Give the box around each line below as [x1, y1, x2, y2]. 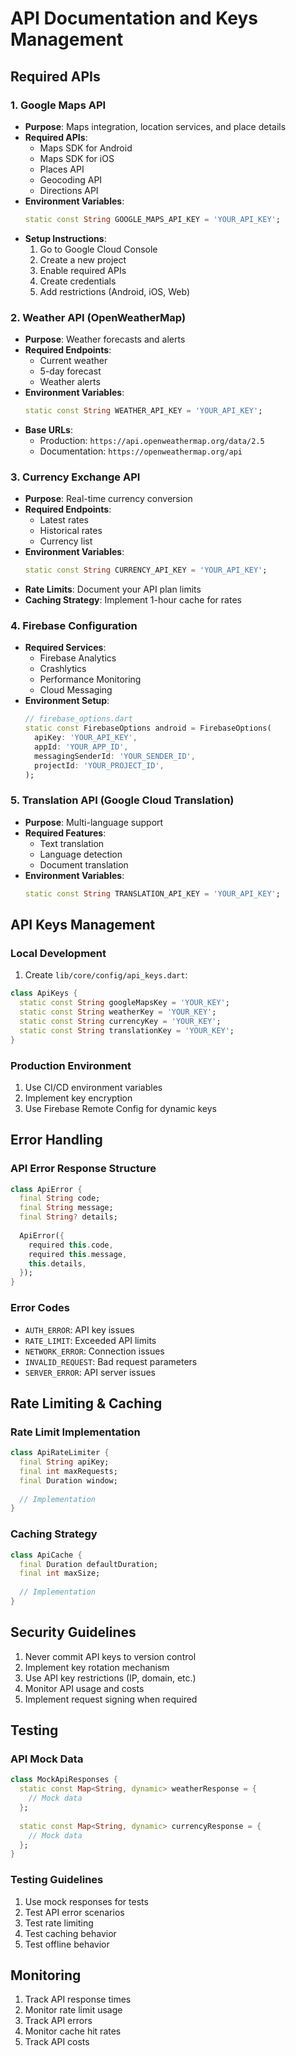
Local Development [10, 947, 107, 960]
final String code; [19, 1193, 101, 1204]
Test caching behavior [24, 1927, 117, 1939]
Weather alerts [39, 376, 101, 388]
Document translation [39, 858, 129, 871]
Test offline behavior [24, 1938, 110, 1950]
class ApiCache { [10, 1550, 83, 1560]
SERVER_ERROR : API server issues [24, 1366, 156, 1378]
